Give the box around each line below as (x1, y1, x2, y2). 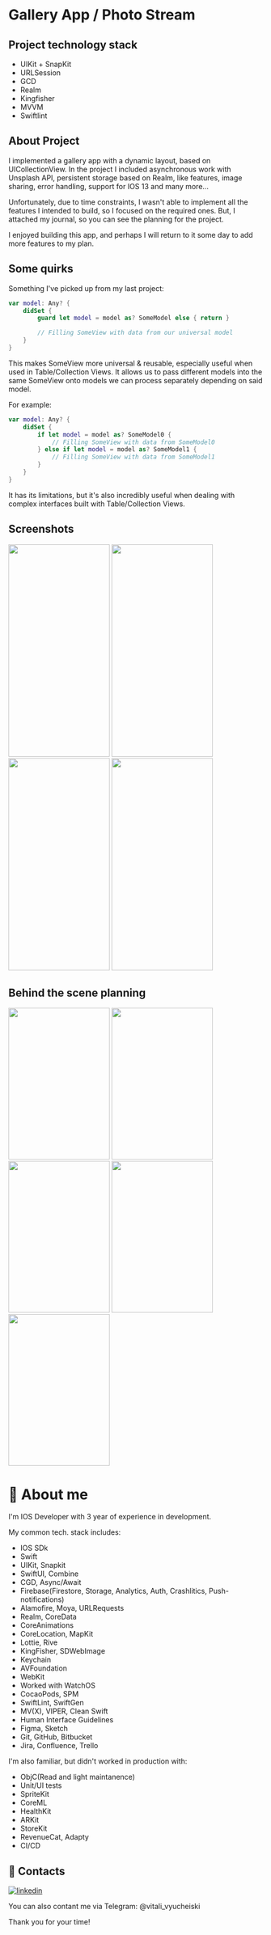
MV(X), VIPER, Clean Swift (19, 1706, 108, 1716)
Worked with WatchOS (19, 1680, 95, 1691)
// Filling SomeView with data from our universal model (37, 329, 233, 337)
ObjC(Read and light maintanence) (19, 1772, 136, 1782)
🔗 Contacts (8, 1864, 66, 1878)
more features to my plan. (8, 239, 95, 248)
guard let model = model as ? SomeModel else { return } (37, 314, 230, 323)
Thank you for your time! (8, 1917, 91, 1927)
